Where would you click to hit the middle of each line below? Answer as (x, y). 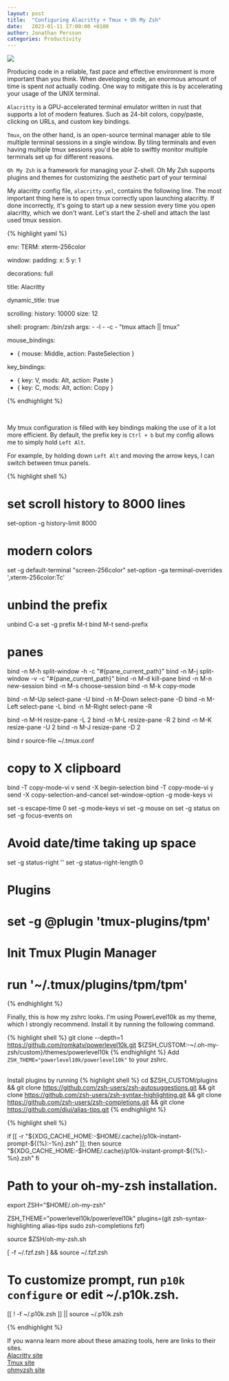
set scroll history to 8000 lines (96, 504)
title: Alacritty (26, 287)
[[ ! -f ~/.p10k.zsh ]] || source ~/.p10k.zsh (65, 1314)
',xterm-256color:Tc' (36, 577)
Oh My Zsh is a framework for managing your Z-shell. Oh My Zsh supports (111, 170)
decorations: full (30, 273)
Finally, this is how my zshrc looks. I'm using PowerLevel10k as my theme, (112, 1017)
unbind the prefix (57, 605)
